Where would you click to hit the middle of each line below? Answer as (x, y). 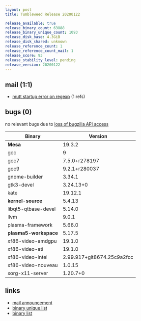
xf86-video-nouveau (33, 265)
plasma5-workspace (33, 233)
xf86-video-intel (28, 257)
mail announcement (32, 303)
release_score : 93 (24, 55)
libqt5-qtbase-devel (32, 209)
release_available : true (30, 23)
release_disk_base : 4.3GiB (33, 37)
